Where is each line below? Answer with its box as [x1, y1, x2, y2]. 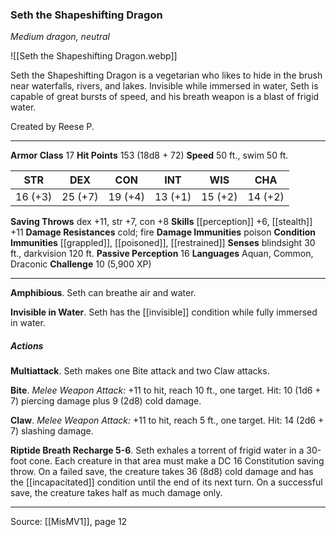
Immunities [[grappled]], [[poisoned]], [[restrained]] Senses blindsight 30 [10, 237, 316, 249]
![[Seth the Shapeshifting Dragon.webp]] [10, 50, 178, 62]
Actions [10, 339, 44, 352]
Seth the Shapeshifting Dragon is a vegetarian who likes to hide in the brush [10, 69, 323, 82]
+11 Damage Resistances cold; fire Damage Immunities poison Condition [10, 226, 316, 238]
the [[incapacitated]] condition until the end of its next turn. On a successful [10, 476, 323, 488]
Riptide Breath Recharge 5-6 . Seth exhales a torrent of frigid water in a [10, 444, 305, 457]
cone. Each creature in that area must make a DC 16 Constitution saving [29, 455, 325, 467]
